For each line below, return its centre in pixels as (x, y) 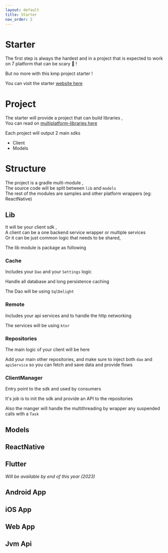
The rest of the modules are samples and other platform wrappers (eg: (78, 193)
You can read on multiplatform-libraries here (51, 123)
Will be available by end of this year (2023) (50, 476)
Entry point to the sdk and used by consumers (53, 389)
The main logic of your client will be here (47, 349)
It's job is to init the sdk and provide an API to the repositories (69, 399)
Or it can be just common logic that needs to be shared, (63, 238)
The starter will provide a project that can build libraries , (64, 118)
